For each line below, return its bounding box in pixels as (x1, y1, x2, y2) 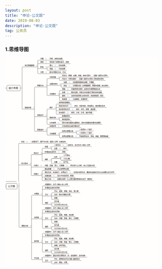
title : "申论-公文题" (5, 13, 45, 18)
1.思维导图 (5, 46, 29, 53)
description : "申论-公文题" (5, 23, 58, 28)
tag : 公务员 (5, 28, 27, 34)
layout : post (5, 8, 32, 13)
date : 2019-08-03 (5, 18, 40, 23)
